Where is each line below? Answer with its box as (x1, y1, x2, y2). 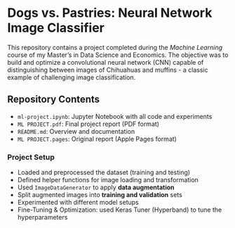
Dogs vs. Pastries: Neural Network (7, 5, 213, 21)
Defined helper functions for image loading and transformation (17, 176, 199, 184)
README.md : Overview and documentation (17, 127, 135, 135)
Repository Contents (7, 94, 100, 106)
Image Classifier (7, 20, 105, 36)
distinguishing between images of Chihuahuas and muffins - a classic (7, 65, 208, 74)
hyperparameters (17, 213, 68, 222)
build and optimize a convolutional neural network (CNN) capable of (7, 58, 204, 66)
